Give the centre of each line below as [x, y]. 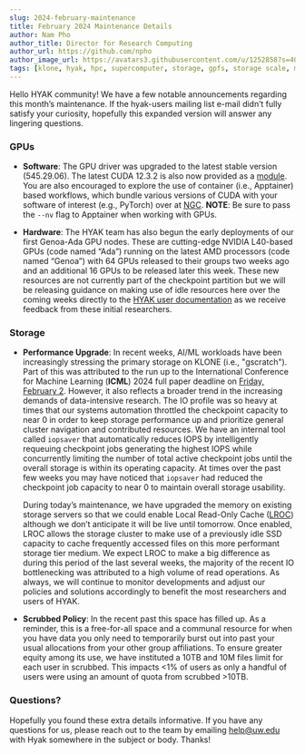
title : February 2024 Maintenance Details [91, 26]
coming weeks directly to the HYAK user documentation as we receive [154, 299]
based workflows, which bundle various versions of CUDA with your [150, 195]
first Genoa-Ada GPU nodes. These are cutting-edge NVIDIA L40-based [157, 242]
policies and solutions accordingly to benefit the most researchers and [154, 592]
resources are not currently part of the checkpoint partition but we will [154, 280]
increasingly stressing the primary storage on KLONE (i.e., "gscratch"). [155, 362]
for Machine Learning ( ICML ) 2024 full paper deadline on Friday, [143, 381]
